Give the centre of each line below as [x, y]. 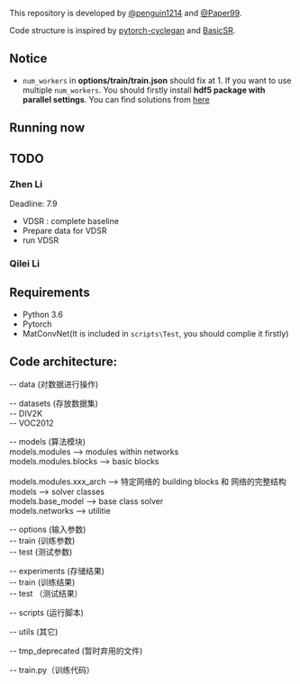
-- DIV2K [26, 414]
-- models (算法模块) [48, 442]
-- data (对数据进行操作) [54, 384]
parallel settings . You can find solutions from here [116, 99]
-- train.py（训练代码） [52, 670]
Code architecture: [64, 362]
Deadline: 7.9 [33, 203]
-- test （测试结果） [46, 594]
